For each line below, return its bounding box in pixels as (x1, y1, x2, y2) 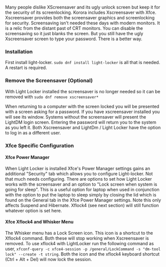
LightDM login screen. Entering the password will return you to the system (5, 119, 157, 125)
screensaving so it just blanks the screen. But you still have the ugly (5, 31, 144, 36)
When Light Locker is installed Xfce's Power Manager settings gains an (5, 165, 150, 171)
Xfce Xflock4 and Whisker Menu (5, 219, 74, 225)
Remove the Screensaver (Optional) (5, 77, 93, 84)
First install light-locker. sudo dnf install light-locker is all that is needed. (5, 60, 160, 66)
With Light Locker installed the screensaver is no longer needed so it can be (5, 88, 161, 94)
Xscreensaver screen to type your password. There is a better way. (5, 36, 143, 42)
